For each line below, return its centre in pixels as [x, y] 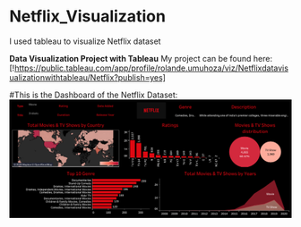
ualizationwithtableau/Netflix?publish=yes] [87, 77]
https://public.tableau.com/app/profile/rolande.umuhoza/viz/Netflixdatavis [152, 68]
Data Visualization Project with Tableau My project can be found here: [141, 58]
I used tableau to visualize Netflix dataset [85, 41]
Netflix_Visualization [87, 17]
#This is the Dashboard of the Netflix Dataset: [94, 95]
